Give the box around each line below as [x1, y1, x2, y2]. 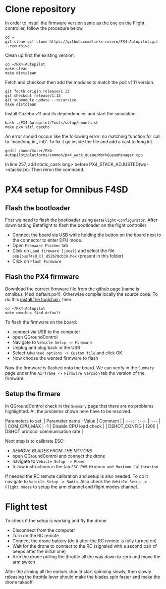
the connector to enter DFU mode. [12, 237, 83, 243]
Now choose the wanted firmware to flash [12, 355, 98, 361]
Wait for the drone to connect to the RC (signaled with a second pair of [12, 543, 157, 549]
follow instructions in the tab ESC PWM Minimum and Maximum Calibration [12, 463, 159, 469]
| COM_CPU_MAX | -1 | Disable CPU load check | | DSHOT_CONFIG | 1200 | [5, 423, 159, 429]
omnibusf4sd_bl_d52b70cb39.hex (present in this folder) [12, 252, 124, 259]
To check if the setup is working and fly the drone [5, 517, 107, 523]
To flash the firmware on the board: [5, 319, 78, 325]
